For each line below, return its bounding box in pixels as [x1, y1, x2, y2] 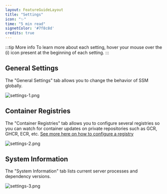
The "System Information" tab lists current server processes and [5, 168, 138, 174]
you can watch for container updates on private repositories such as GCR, [5, 125, 158, 131]
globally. [5, 82, 23, 88]
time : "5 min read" [5, 21, 46, 26]
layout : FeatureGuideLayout [5, 7, 64, 12]
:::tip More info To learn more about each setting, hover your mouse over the [5, 44, 163, 50]
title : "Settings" [5, 12, 43, 17]
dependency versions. [5, 173, 51, 179]
